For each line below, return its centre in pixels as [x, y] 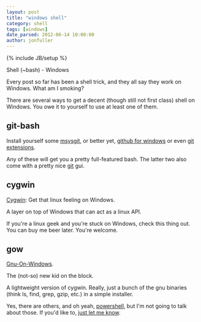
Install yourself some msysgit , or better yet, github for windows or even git [100, 140]
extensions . [21, 147]
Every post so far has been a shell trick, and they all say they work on [94, 82]
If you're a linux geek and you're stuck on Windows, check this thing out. [98, 223]
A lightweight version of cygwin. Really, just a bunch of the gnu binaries [97, 288]
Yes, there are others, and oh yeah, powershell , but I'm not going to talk [97, 306]
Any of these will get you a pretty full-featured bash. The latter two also [97, 159]
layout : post [23, 12]
